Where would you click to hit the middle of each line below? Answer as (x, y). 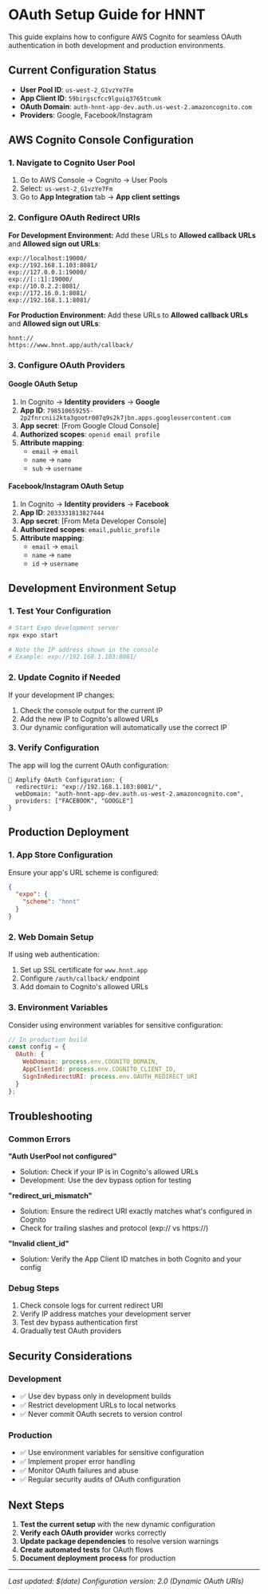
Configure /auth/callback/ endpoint (79, 978)
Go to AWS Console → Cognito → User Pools (93, 180)
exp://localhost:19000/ (48, 258)
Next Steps (36, 1505)
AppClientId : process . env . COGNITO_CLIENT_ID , (100, 1069)
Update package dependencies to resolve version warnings (119, 1541)
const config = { (37, 1047)
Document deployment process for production (98, 1558)
